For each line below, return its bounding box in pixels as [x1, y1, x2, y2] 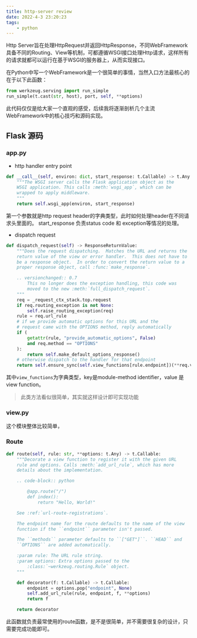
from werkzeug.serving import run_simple [6, 88, 109, 94]
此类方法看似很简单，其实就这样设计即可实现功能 [20, 394, 139, 401]
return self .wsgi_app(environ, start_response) [16, 201, 135, 207]
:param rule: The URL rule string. [16, 553, 104, 559]
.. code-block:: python [16, 478, 75, 484]
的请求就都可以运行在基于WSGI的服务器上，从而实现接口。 [6, 56, 148, 63]
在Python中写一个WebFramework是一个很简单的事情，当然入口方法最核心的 [6, 69, 190, 76]
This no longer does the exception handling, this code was [27, 281, 177, 286]
